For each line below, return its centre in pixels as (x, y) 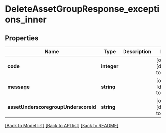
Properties (22, 38)
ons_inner (26, 20)
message (19, 87)
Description (137, 52)
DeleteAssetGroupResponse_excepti (82, 9)
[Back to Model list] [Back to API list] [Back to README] (62, 125)
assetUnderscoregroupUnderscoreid (52, 107)
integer (110, 66)
